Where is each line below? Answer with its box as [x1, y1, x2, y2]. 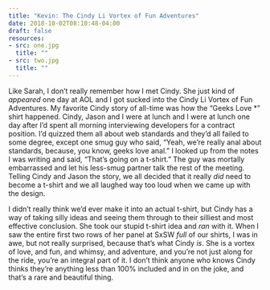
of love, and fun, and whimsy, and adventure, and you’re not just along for [8, 247, 253, 256]
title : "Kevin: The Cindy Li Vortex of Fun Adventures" [8, 11, 199, 20]
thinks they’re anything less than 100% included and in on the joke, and [8, 263, 244, 273]
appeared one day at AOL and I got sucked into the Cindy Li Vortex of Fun [8, 94, 253, 104]
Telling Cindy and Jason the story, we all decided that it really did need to [8, 171, 252, 181]
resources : [8, 34, 45, 43]
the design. [8, 188, 46, 198]
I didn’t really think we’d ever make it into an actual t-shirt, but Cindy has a [8, 204, 253, 214]
